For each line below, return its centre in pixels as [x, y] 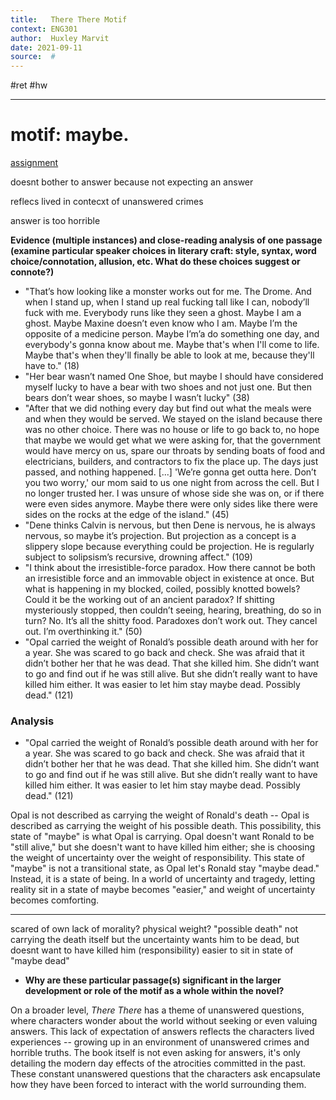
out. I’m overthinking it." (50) [83, 632]
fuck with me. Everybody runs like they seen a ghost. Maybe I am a [163, 313]
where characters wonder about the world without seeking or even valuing [164, 1021]
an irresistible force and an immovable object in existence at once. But [169, 578]
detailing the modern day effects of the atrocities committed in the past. [158, 1063]
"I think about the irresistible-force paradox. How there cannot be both [170, 568]
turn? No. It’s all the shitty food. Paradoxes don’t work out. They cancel [171, 621]
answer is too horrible [55, 221]
